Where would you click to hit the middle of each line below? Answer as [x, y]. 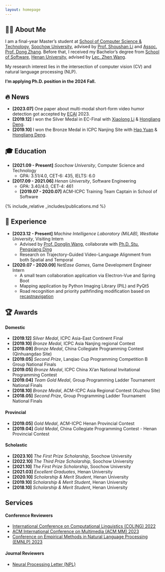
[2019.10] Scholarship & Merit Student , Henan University [70, 482]
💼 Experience [26, 222]
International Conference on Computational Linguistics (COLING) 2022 [84, 526]
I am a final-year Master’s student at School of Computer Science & [73, 41]
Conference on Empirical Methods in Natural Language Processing [80, 537]
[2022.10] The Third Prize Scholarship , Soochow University [73, 461]
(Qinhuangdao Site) [32, 354]
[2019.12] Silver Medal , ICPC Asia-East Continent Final [67, 338]
